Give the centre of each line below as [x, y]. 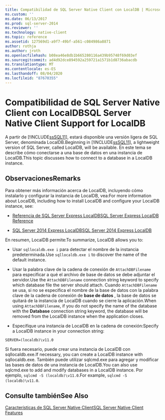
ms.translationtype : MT [29, 64]
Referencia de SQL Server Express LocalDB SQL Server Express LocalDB [85, 215]
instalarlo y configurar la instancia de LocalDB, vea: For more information [78, 196]
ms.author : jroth [23, 51]
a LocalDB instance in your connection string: [58, 331]
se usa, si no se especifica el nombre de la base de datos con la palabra [85, 290]
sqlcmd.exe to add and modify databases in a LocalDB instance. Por [74, 370]
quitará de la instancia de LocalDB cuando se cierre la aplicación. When [84, 301]
